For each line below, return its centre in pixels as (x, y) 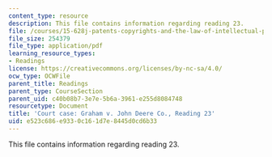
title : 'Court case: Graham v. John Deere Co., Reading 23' (112, 114)
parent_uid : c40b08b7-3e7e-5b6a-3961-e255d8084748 (96, 99)
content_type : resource (49, 16)
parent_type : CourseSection (56, 91)
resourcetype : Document (49, 106)
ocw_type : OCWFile (39, 76)
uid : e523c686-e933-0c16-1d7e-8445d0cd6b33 (83, 121)
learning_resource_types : (52, 53)
